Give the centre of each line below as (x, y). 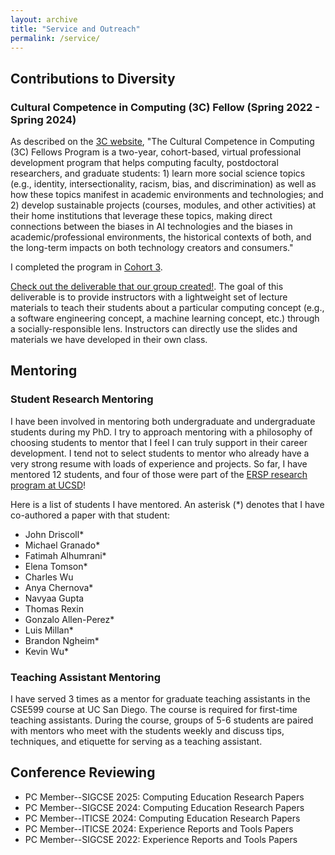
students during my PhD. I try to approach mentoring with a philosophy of (161, 432)
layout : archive (44, 19)
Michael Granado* (62, 545)
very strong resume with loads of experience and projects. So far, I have (159, 463)
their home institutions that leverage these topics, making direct (141, 216)
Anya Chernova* (59, 587)
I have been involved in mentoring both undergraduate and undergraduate (163, 421)
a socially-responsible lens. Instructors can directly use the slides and (154, 329)
